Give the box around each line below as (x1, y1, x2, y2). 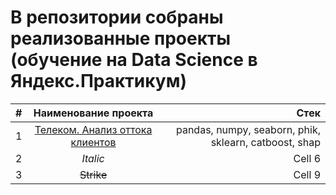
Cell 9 (293, 167, 321, 181)
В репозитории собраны (10, 6, 224, 29)
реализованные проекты (10, 27, 231, 50)
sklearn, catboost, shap (210, 135, 321, 149)
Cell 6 (293, 151, 321, 165)
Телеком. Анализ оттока (34, 122, 153, 136)
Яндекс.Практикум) (10, 70, 187, 93)
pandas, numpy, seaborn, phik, (175, 122, 321, 136)
